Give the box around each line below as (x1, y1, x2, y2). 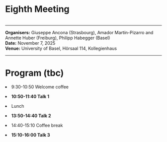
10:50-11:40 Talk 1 (11, 93, 50, 99)
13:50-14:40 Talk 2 (11, 113, 51, 119)
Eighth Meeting (5, 3, 70, 15)
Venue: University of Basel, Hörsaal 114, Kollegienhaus (5, 45, 117, 51)
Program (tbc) (5, 68, 64, 79)
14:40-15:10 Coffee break (11, 122, 63, 128)
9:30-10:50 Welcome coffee (11, 83, 69, 90)
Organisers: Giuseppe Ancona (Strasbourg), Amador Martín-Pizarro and (5, 29, 154, 35)
